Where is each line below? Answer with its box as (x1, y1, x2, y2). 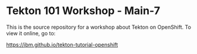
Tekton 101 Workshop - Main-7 (6, 4, 161, 18)
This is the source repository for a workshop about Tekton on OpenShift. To (6, 23, 192, 31)
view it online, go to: (6, 29, 56, 36)
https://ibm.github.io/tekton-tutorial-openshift (6, 41, 118, 48)
